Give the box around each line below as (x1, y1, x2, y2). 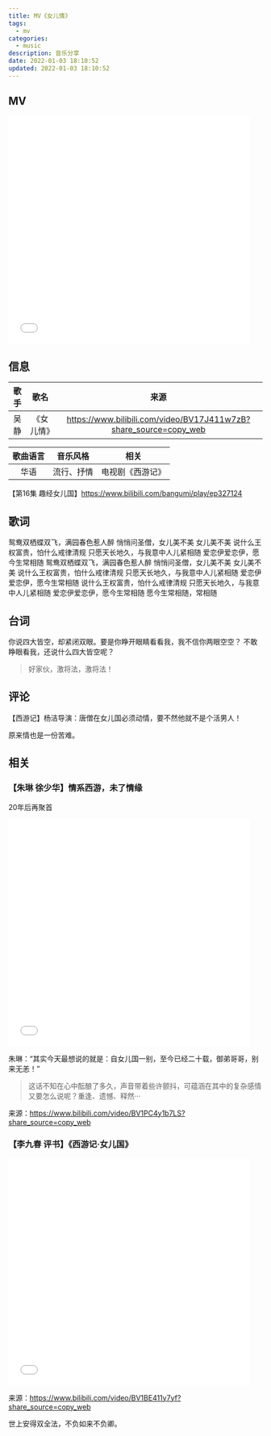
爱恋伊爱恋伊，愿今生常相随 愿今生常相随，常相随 (52, 588, 218, 598)
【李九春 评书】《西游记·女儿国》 (8, 1139, 133, 1150)
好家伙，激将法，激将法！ (27, 664, 114, 674)
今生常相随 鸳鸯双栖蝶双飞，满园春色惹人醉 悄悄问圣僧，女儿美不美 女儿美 (8, 558, 255, 568)
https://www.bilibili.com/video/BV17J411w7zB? (66, 414, 251, 425)
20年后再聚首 (8, 802, 53, 812)
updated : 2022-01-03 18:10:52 (8, 65, 110, 73)
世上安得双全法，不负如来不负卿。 (8, 1418, 122, 1428)
